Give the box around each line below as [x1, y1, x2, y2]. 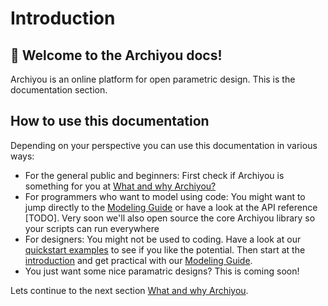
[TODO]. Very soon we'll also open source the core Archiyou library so [24, 212, 316, 224]
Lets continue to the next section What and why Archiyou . [10, 284, 249, 296]
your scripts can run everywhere [24, 222, 160, 234]
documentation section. [10, 84, 108, 96]
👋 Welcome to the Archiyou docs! [10, 47, 223, 64]
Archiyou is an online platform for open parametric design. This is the [10, 73, 296, 85]
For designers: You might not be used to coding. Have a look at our [24, 233, 302, 245]
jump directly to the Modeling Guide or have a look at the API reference [24, 201, 318, 213]
